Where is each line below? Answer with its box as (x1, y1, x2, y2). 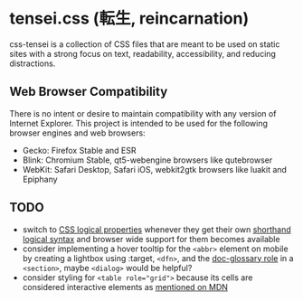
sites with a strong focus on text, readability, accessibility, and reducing (9, 48, 276, 59)
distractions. (9, 58, 56, 69)
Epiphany (22, 174, 58, 184)
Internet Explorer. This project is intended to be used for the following (9, 118, 269, 128)
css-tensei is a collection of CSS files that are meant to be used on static (9, 38, 280, 50)
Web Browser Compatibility (9, 84, 168, 99)
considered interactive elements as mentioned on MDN (22, 281, 229, 292)
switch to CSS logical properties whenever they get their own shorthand (22, 223, 291, 235)
